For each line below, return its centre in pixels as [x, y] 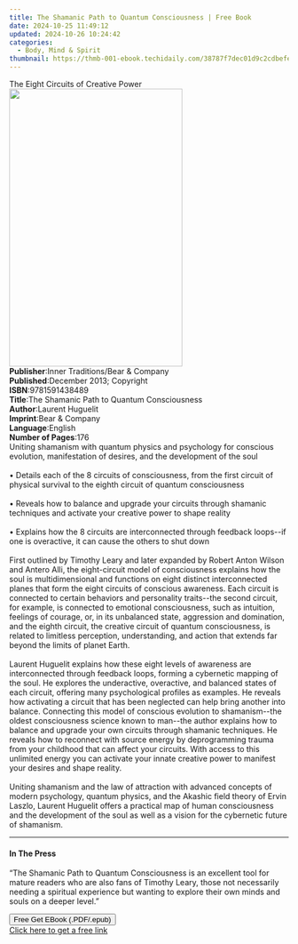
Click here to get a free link [59, 931]
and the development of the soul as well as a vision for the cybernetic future [149, 815]
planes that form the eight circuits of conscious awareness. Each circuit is [144, 588]
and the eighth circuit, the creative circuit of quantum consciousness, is [140, 626]
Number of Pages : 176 [50, 437]
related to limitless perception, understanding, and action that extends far [143, 636]
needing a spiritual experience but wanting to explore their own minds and [145, 892]
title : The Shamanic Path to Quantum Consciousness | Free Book [130, 17]
